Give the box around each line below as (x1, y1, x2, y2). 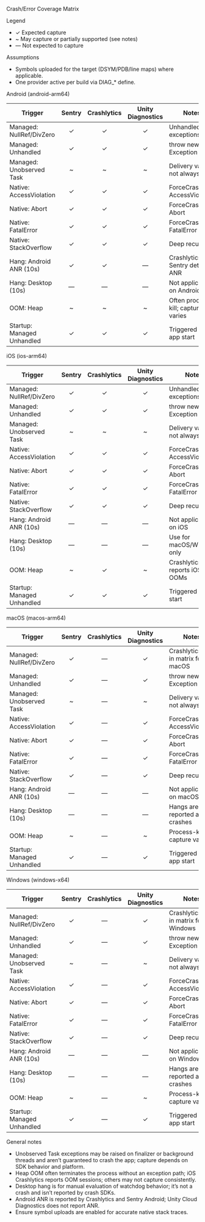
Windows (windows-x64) (6, 876, 70, 884)
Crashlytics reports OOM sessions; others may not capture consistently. (15, 1176, 196, 1183)
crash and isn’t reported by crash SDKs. (15, 1189, 116, 1196)
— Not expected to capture (15, 42, 84, 49)
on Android (168, 287, 201, 295)
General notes (6, 1138, 42, 1145)
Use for (168, 533, 190, 541)
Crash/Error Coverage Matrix (6, 5, 79, 12)
